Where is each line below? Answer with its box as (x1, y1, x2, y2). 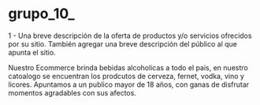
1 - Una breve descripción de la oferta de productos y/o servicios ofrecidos (8, 31, 252, 40)
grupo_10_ (8, 5, 75, 23)
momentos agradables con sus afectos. (8, 88, 136, 97)
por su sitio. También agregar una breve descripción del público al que (8, 39, 238, 48)
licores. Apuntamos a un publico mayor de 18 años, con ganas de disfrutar (8, 80, 250, 89)
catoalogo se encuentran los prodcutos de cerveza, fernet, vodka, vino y (8, 71, 244, 81)
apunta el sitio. (8, 47, 57, 57)
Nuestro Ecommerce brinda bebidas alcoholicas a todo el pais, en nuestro (8, 62, 248, 72)
